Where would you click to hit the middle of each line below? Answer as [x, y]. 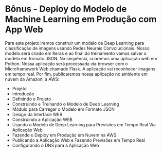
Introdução [23, 94]
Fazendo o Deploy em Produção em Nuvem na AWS [64, 135]
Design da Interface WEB [37, 114]
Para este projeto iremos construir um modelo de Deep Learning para [75, 43]
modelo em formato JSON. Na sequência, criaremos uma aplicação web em [81, 58]
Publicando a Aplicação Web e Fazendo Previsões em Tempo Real [78, 140]
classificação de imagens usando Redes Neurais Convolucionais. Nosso [77, 48]
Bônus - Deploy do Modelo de [66, 9]
